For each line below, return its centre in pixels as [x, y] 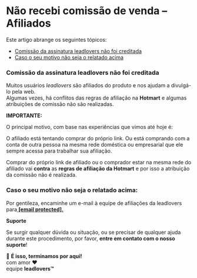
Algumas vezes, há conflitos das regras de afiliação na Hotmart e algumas [96, 98]
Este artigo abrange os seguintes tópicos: [56, 39]
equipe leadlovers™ [30, 269]
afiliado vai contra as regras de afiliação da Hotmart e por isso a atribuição [98, 168]
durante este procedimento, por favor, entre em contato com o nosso [91, 238]
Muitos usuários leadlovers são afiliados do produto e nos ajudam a [88, 85]
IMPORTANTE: [24, 115]
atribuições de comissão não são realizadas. [60, 104]
